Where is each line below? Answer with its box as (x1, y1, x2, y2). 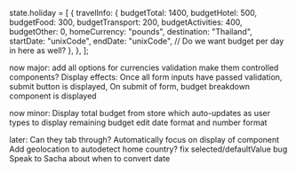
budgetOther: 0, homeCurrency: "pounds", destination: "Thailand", (9, 27, 253, 36)
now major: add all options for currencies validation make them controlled (9, 62, 279, 73)
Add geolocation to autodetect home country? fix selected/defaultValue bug (9, 144, 288, 154)
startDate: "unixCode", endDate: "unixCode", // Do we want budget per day (9, 35, 284, 46)
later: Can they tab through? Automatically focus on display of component (9, 135, 280, 145)
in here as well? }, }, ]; (9, 45, 89, 56)
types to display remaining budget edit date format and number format (9, 117, 268, 128)
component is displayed (9, 90, 97, 101)
